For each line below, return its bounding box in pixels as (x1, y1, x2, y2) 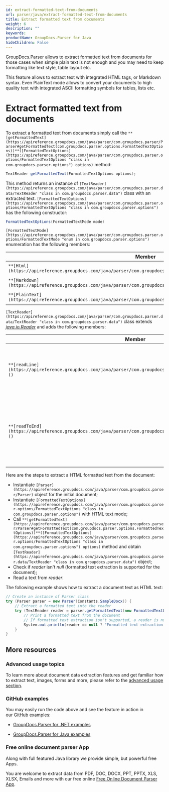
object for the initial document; (35, 492, 98, 498)
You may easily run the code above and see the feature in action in (6, 707, 143, 713)
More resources (6, 645, 57, 654)
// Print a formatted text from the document (24, 613, 121, 618)
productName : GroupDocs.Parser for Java (6, 36, 92, 41)
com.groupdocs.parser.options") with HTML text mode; (13, 511, 128, 517)
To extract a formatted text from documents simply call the (6, 130, 127, 136)
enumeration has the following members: (6, 242, 91, 248)
